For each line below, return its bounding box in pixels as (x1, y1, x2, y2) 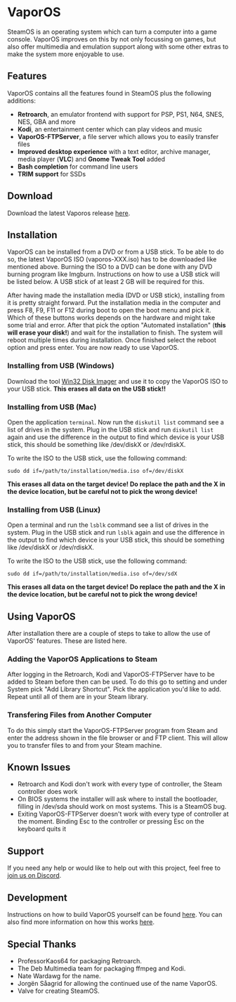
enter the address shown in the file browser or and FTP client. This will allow (7, 734, 228, 742)
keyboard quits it (17, 825, 67, 833)
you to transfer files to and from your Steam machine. (7, 741, 162, 749)
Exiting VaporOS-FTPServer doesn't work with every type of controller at (17, 809, 230, 819)
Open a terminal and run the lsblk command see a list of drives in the (7, 521, 209, 529)
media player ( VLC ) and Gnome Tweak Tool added (17, 155, 166, 163)
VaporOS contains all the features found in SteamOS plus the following (7, 89, 212, 97)
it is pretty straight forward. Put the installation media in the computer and (7, 299, 221, 307)
